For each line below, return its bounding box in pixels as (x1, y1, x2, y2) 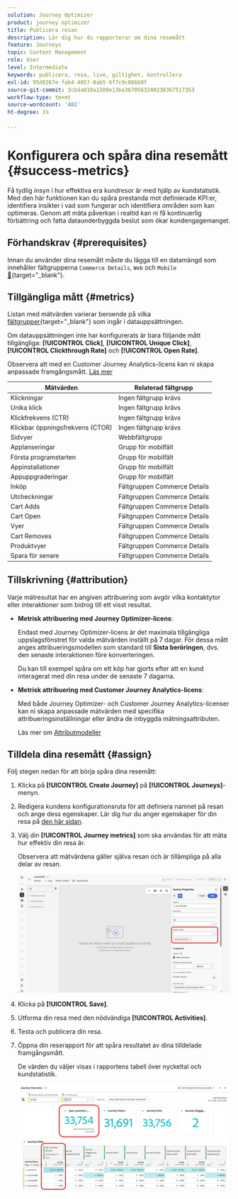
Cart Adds (10, 502, 40, 511)
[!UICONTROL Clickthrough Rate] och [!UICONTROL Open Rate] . (7, 346, 200, 355)
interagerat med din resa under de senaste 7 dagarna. (17, 671, 176, 680)
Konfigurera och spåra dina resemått (7, 147, 228, 164)
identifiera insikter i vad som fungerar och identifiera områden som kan (7, 201, 215, 209)
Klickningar (10, 394, 44, 402)
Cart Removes (10, 532, 52, 540)
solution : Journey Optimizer (7, 11, 93, 18)
